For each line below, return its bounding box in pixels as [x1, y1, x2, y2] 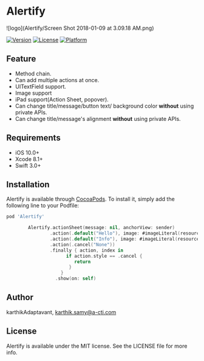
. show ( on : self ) [55, 275, 97, 282]
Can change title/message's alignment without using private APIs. [15, 115, 181, 122]
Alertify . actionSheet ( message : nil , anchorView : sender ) [28, 225, 175, 231]
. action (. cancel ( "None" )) [49, 241, 115, 247]
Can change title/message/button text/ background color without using [15, 102, 194, 109]
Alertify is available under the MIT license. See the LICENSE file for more [6, 342, 188, 349]
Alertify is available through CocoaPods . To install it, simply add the [6, 196, 175, 203]
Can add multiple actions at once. [15, 76, 100, 83]
